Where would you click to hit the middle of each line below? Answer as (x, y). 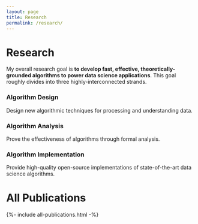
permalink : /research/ (34, 23)
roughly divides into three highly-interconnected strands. (76, 82)
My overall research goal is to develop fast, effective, (73, 69)
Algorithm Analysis (35, 126)
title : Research (26, 17)
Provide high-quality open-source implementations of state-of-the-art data (99, 168)
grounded (19, 75)
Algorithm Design (32, 98)
